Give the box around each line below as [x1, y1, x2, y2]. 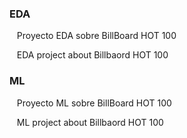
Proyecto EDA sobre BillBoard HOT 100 [16, 30, 177, 42]
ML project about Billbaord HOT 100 [16, 116, 164, 128]
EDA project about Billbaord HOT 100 [16, 49, 169, 61]
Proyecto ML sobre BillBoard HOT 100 [16, 97, 172, 109]
